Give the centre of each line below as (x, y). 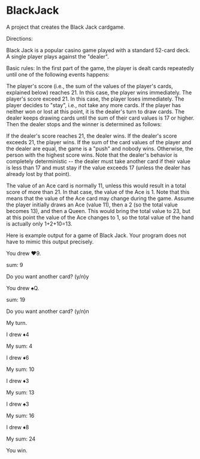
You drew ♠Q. (23, 288)
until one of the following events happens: (58, 74)
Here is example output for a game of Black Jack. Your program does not (96, 235)
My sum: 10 (20, 369)
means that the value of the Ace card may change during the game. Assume (100, 198)
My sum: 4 (19, 346)
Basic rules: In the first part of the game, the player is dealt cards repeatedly (100, 68)
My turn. (17, 323)
